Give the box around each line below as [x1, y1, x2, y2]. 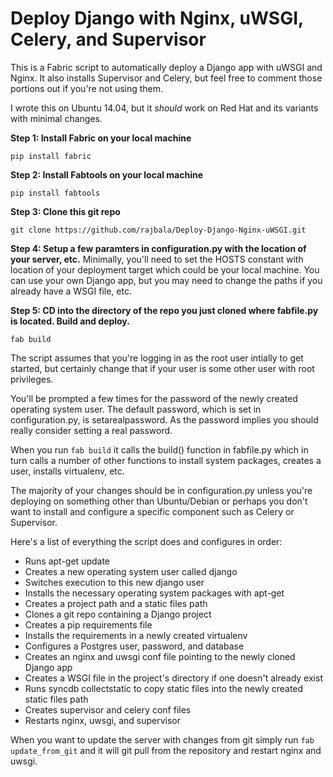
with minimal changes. [10, 112, 103, 124]
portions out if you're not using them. [10, 82, 164, 94]
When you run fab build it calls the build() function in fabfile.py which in [10, 443, 309, 456]
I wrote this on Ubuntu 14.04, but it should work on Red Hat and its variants [10, 102, 319, 114]
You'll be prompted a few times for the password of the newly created [10, 392, 298, 404]
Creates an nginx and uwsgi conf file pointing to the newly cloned [24, 650, 296, 662]
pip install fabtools [10, 188, 101, 198]
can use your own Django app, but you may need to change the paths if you [10, 274, 323, 286]
